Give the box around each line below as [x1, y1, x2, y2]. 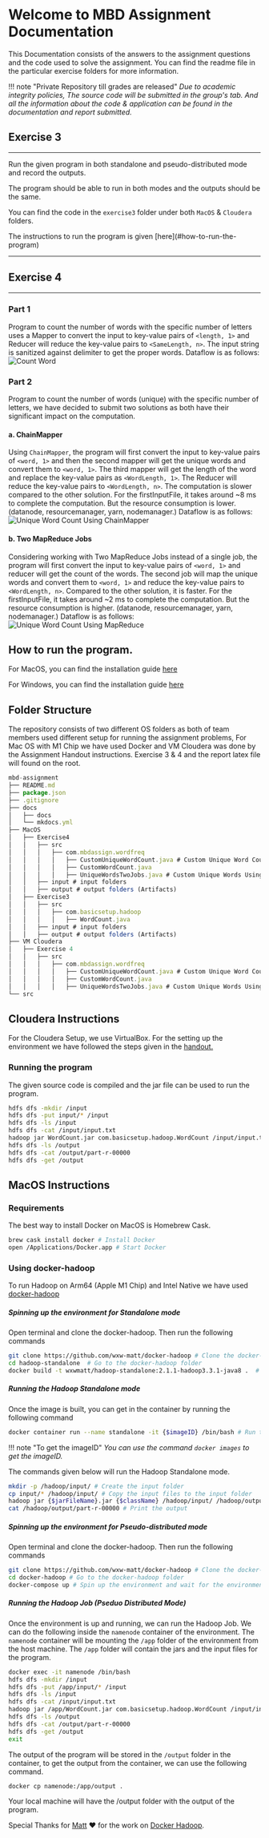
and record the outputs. [8, 167, 86, 177]
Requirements [8, 1202, 65, 1213]
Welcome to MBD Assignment [8, 6, 211, 24]
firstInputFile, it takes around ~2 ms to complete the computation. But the [8, 595, 250, 604]
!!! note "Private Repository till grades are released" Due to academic [8, 82, 236, 91]
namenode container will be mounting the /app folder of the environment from [8, 1635, 259, 1645]
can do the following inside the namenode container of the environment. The [8, 1626, 255, 1636]
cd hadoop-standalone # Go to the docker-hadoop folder [8, 1360, 203, 1368]
